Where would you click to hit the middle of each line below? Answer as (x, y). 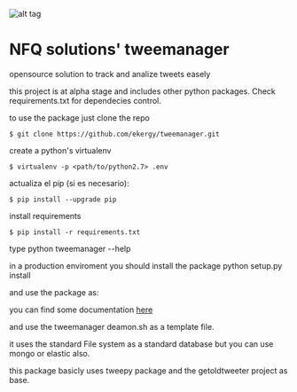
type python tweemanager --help (70, 248)
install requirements (45, 216)
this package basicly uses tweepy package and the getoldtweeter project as (148, 370)
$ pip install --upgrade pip (63, 200)
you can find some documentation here (81, 310)
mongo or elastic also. (50, 353)
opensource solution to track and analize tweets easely (110, 74)
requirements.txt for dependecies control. (86, 100)
